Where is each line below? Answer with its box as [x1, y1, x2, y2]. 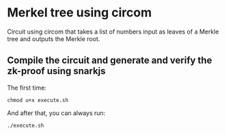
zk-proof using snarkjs [7, 65, 106, 77]
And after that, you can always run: [7, 108, 106, 117]
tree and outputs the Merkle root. [7, 34, 100, 42]
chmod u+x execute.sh [7, 97, 69, 103]
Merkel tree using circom [7, 5, 152, 21]
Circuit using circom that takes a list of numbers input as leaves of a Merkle [7, 27, 219, 36]
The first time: [7, 84, 46, 92]
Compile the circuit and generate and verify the [7, 55, 212, 66]
